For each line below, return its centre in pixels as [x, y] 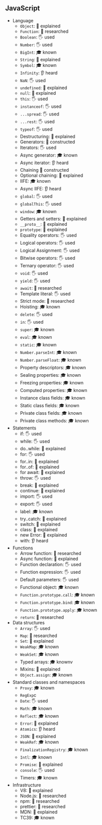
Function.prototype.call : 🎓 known [57, 595]
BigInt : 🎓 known [38, 52]
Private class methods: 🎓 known [54, 420]
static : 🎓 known [38, 344]
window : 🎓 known [38, 211]
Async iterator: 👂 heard [44, 163]
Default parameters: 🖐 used [49, 579]
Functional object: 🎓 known [49, 587]
